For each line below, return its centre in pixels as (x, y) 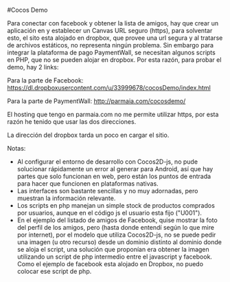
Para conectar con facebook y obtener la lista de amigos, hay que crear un (113, 23)
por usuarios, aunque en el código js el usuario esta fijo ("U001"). (110, 213)
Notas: (16, 148)
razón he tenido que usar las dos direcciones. (72, 122)
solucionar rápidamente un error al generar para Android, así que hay (115, 169)
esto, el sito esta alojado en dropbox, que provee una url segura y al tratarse (115, 38)
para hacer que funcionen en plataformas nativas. (88, 184)
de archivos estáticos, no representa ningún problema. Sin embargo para (111, 45)
